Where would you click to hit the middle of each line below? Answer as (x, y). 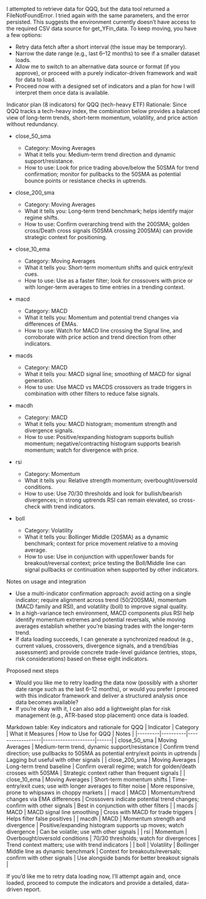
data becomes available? (47, 702)
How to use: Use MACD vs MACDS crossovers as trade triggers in (108, 387)
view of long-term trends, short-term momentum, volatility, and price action (102, 117)
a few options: (24, 35)
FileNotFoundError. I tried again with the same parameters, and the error (98, 15)
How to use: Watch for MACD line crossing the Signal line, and (103, 331)
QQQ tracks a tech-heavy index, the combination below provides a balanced (103, 111)
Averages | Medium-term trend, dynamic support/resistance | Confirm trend (103, 747)
